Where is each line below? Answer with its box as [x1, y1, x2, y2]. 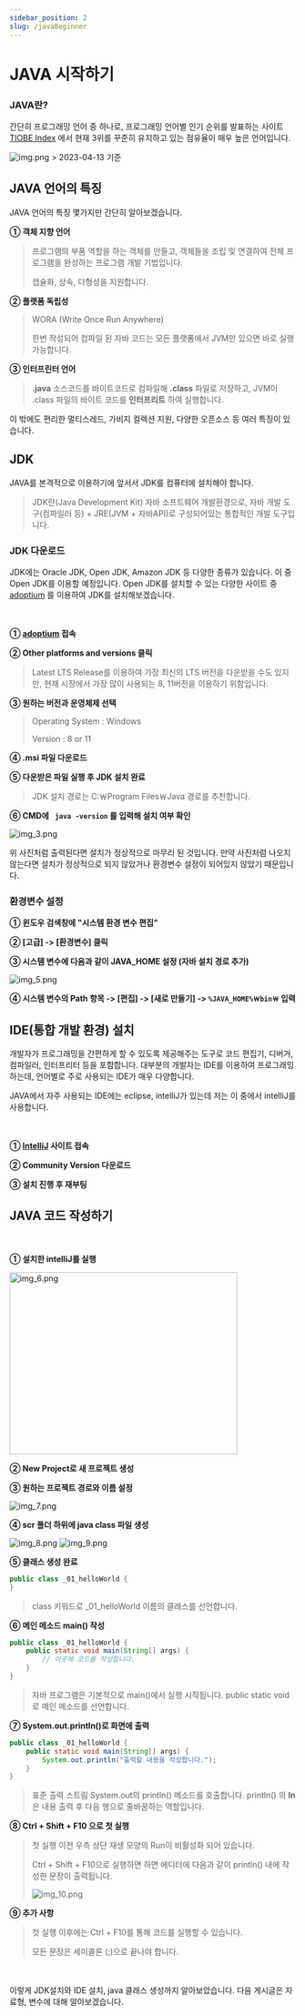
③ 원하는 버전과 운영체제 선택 [9, 697, 117, 708]
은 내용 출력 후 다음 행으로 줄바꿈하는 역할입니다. [31, 1801, 205, 1812]
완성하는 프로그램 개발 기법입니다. [63, 257, 184, 268]
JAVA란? [9, 98, 48, 111]
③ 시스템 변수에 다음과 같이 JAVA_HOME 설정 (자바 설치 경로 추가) [9, 956, 249, 967]
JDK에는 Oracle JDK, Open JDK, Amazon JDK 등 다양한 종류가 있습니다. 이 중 [9, 566, 292, 577]
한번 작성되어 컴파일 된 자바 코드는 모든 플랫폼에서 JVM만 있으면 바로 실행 [31, 332, 294, 343]
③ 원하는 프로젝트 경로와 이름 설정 [9, 1481, 134, 1493]
